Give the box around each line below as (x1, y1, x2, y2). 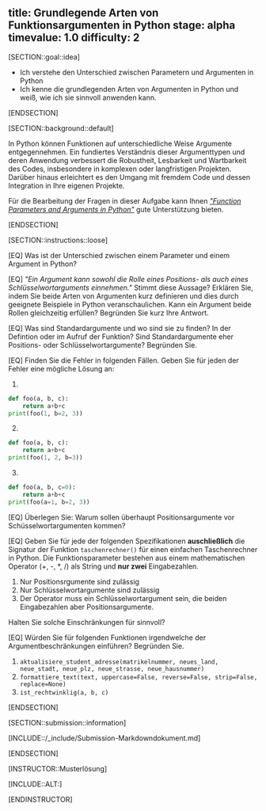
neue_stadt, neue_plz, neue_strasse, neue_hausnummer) (19, 664, 205, 672)
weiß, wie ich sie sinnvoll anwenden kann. (19, 93, 157, 102)
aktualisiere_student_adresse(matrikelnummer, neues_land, (19, 657, 219, 666)
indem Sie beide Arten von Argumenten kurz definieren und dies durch (8, 291, 239, 300)
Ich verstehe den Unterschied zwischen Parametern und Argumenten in (19, 67, 254, 77)
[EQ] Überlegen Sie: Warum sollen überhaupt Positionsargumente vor (8, 512, 235, 522)
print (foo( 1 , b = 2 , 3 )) (8, 409, 83, 417)
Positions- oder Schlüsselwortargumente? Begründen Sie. (8, 340, 198, 349)
